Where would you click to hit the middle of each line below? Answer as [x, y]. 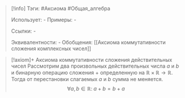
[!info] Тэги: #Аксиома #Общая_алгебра [60, 8]
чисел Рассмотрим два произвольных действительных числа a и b [95, 66]
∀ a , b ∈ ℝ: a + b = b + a [96, 89]
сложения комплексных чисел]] [51, 48]
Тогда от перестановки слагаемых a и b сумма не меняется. [87, 79]
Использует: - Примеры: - [43, 20]
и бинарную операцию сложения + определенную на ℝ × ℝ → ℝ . [92, 73]
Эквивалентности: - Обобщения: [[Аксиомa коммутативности [88, 42]
